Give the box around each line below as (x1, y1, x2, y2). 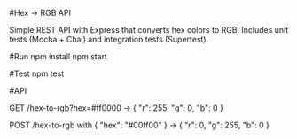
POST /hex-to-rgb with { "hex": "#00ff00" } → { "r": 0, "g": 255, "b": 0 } (9, 120, 270, 130)
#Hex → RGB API (9, 8, 71, 18)
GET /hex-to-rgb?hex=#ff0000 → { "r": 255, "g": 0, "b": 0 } (9, 103, 224, 113)
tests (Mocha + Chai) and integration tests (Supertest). (9, 35, 209, 44)
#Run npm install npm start (9, 51, 108, 61)
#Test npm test (9, 68, 65, 79)
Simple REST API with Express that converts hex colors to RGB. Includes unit (9, 25, 289, 35)
